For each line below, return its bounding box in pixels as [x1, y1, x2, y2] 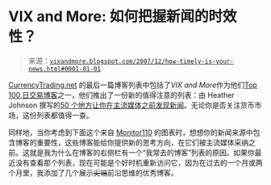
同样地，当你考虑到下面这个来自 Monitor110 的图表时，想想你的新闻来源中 [8, 127, 253, 137]
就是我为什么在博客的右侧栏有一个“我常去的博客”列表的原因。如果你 [29, 147, 256, 158]
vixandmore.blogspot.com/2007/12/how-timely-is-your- [49, 57, 234, 65]
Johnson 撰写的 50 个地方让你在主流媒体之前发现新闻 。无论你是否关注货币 [8, 100, 256, 110]
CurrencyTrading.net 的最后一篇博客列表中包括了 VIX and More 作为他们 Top [8, 80, 258, 90]
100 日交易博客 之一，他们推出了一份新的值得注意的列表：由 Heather [8, 90, 236, 99]
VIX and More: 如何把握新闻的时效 [8, 7, 237, 26]
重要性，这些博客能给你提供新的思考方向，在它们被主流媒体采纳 [35, 137, 248, 147]
